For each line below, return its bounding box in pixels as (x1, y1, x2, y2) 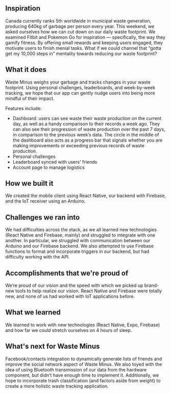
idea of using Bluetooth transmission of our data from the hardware (5, 366, 147, 372)
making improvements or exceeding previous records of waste (12, 142, 144, 148)
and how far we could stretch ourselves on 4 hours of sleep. (5, 327, 132, 333)
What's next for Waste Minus (5, 342, 100, 351)
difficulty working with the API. (5, 254, 70, 260)
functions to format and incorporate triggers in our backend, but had (5, 248, 150, 254)
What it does (5, 65, 47, 74)
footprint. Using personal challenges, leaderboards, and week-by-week (5, 84, 156, 90)
